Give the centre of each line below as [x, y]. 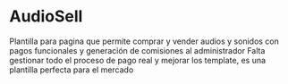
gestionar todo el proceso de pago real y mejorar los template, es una [138, 60]
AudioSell [46, 17]
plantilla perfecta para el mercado [72, 70]
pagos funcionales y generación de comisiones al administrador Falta [137, 50]
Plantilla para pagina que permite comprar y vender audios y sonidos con [144, 41]
